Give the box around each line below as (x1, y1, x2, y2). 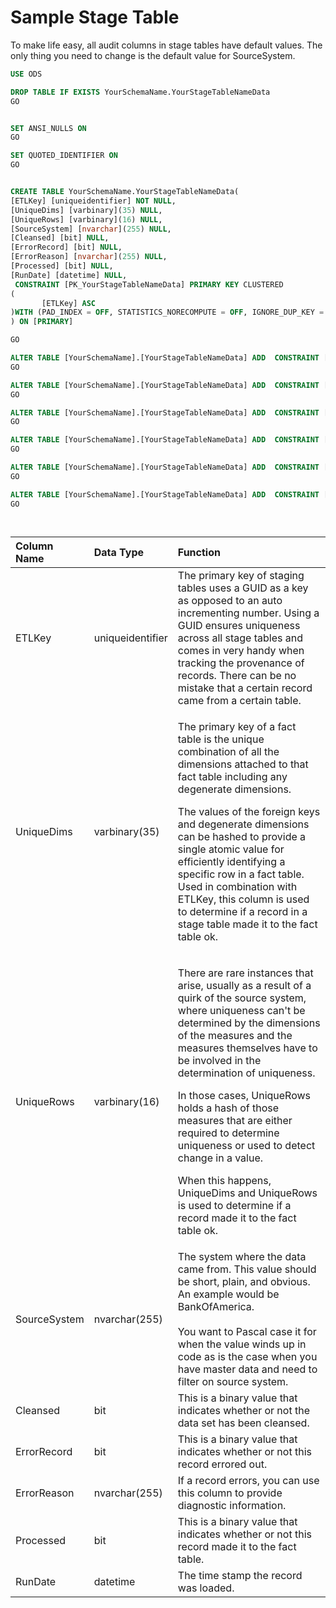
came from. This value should (177, 1262, 317, 1276)
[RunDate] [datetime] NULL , (10, 270, 128, 280)
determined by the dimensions (177, 1016, 321, 1030)
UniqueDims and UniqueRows (177, 1186, 318, 1200)
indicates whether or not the (177, 1403, 310, 1417)
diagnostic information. (177, 1498, 287, 1512)
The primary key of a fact (177, 719, 297, 733)
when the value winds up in (177, 1337, 307, 1351)
